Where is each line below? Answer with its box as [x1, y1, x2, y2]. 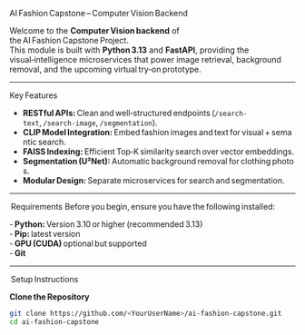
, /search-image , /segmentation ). [39, 117, 158, 128]
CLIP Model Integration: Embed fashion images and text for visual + [22, 127, 271, 137]
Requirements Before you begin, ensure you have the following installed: [10, 202, 275, 212]
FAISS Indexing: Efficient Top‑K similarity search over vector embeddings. [22, 146, 295, 157]
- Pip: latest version [9, 229, 81, 239]
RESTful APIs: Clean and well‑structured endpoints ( [22, 108, 215, 118]
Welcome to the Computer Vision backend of [9, 25, 180, 35]
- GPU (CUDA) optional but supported [9, 238, 147, 249]
